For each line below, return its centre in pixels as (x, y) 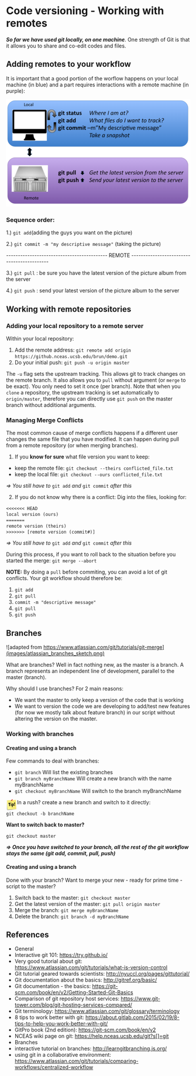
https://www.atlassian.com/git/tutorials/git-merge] (104, 647)
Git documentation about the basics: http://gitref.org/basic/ (86, 980)
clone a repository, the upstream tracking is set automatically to (83, 393)
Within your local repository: (40, 339)
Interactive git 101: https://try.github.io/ (61, 955)
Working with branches (40, 734)
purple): (16, 91)
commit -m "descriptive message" (55, 603)
